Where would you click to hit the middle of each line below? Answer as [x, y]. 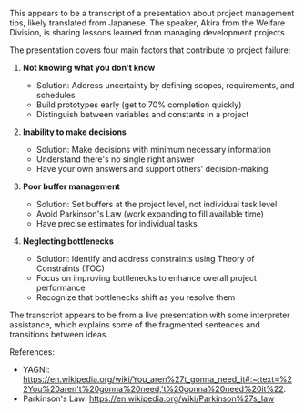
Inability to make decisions [75, 132]
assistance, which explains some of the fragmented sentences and [135, 325]
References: [32, 352]
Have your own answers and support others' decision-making [152, 169]
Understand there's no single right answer [115, 159]
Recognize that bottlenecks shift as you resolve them [136, 297]
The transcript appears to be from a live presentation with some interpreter [150, 315]
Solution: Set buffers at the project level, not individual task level [157, 204]
